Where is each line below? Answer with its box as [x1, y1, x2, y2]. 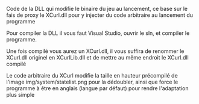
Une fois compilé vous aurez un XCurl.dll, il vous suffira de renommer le [6, 47, 185, 55]
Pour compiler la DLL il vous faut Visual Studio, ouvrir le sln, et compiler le [6, 29, 190, 37]
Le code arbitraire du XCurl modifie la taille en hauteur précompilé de [6, 72, 178, 79]
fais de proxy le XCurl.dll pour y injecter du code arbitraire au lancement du [6, 11, 194, 19]
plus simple [6, 91, 35, 98]
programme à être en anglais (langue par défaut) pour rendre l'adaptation [6, 85, 189, 92]
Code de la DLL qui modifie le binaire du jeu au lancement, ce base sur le [6, 5, 188, 12]
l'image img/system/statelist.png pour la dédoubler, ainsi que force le [6, 78, 178, 85]
